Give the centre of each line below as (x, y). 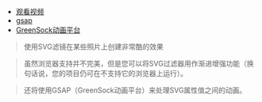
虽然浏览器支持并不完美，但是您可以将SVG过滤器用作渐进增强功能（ (135, 63)
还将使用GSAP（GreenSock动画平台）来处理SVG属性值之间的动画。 (135, 90)
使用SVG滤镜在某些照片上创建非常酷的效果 (94, 47)
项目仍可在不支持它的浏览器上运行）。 (127, 73)
